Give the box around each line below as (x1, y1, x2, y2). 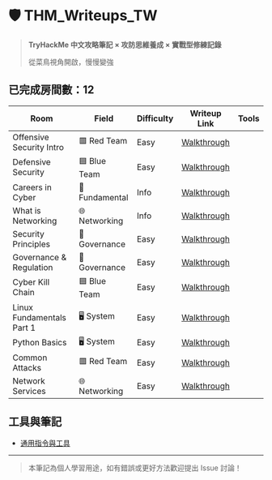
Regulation (12, 261, 53, 272)
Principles (12, 238, 51, 250)
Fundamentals (12, 311, 67, 323)
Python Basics (12, 337, 67, 349)
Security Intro (12, 141, 65, 152)
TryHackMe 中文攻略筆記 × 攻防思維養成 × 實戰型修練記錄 (28, 40, 222, 49)
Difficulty (136, 113, 174, 124)
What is (12, 204, 42, 216)
